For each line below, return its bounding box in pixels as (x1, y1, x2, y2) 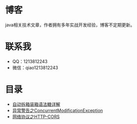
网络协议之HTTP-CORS (12, 114, 60, 120)
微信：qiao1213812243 (12, 64, 58, 70)
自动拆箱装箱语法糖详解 (12, 101, 60, 107)
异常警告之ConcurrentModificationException (12, 107, 103, 113)
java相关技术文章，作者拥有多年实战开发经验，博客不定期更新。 (5, 22, 135, 28)
